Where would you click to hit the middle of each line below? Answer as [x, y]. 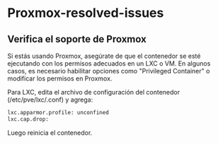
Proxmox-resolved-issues [86, 13]
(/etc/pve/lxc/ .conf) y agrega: [50, 100]
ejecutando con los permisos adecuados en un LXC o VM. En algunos [109, 64]
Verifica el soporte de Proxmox [77, 39]
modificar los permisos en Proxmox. [60, 78]
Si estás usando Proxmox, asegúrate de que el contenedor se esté [104, 56]
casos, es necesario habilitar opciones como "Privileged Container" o [109, 71]
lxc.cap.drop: [28, 119]
